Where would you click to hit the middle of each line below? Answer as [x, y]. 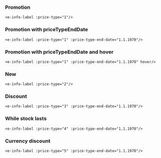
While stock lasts [26, 119]
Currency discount [28, 141]
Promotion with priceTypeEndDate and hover [59, 52]
